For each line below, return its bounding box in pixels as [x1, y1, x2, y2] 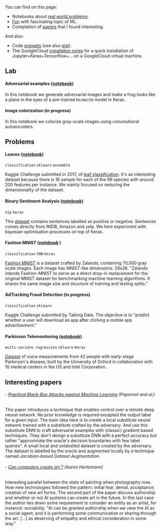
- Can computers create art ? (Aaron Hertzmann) [5, 464, 103, 470]
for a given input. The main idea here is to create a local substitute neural [5, 417, 151, 423]
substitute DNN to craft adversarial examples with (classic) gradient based [5, 427, 153, 433]
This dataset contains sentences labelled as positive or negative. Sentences [5, 218, 156, 224]
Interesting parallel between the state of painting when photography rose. [5, 480, 152, 485]
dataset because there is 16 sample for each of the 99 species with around [5, 177, 154, 183]
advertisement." [5, 323, 37, 328]
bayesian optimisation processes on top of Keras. [5, 228, 103, 235]
